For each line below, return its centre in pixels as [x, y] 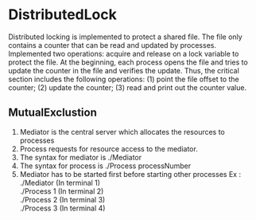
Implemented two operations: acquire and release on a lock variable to [124, 53]
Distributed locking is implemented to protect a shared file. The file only [125, 37]
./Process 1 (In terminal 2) [62, 191]
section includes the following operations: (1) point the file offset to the [124, 79]
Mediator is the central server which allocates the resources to [122, 132]
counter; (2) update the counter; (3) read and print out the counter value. [128, 87]
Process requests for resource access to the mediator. [109, 148]
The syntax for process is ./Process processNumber [105, 166]
